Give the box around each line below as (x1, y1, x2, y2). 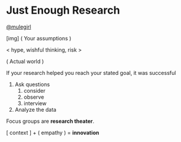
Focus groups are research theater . (6, 117, 95, 125)
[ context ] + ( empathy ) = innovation (6, 129, 99, 136)
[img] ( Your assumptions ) (6, 34, 71, 42)
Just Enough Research (6, 4, 120, 17)
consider (23, 87, 46, 94)
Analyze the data (14, 106, 57, 113)
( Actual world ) (6, 58, 44, 65)
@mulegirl (6, 23, 32, 30)
